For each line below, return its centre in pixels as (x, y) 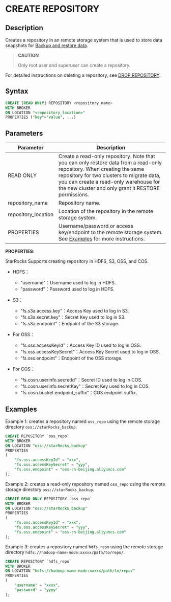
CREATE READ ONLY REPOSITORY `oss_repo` (49, 499)
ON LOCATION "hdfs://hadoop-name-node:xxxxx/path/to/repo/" (70, 571)
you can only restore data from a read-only (110, 163)
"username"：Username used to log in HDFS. (68, 283)
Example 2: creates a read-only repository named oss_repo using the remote (85, 484)
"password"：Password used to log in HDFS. (67, 289)
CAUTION (28, 55)
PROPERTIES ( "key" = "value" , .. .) (41, 117)
